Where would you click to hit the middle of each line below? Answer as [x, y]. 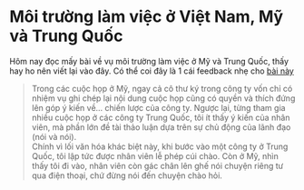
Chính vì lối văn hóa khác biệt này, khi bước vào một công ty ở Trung [160, 146]
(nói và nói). [54, 136]
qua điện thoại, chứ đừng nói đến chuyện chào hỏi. [127, 175]
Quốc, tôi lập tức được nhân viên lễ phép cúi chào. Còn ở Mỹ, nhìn [155, 155]
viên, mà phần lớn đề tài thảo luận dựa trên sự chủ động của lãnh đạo [161, 127]
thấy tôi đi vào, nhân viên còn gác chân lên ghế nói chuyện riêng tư [157, 165]
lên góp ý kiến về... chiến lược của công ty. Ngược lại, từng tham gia [158, 107]
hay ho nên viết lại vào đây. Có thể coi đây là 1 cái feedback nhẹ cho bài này [152, 71]
